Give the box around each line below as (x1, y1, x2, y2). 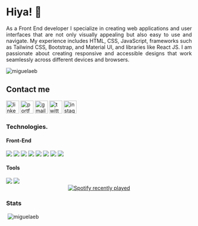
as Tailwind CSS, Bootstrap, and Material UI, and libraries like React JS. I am (6, 44, 192, 51)
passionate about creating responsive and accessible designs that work (6, 49, 192, 56)
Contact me (6, 85, 50, 95)
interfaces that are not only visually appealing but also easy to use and (6, 31, 192, 38)
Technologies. (6, 122, 48, 131)
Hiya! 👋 (6, 5, 42, 19)
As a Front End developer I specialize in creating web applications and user (6, 25, 192, 32)
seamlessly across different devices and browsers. (6, 56, 130, 63)
